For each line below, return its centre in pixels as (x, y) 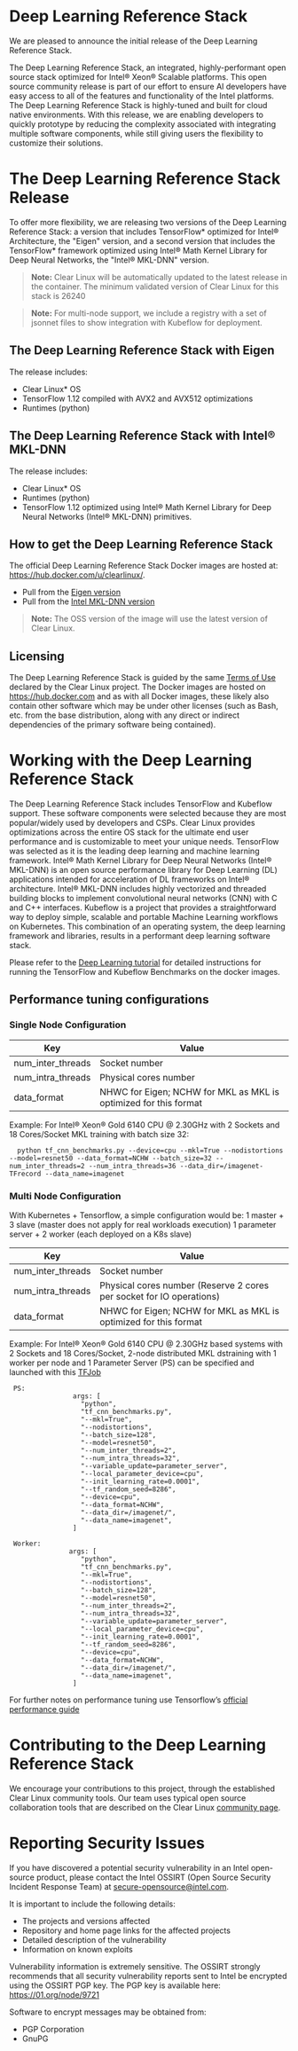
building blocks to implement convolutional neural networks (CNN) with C (143, 899)
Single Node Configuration (68, 1025)
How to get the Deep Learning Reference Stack (141, 544)
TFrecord (25, 1174)
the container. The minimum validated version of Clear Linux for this (155, 287)
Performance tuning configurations (109, 1000)
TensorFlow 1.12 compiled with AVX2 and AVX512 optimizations (137, 398)
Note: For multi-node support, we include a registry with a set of (149, 313)
